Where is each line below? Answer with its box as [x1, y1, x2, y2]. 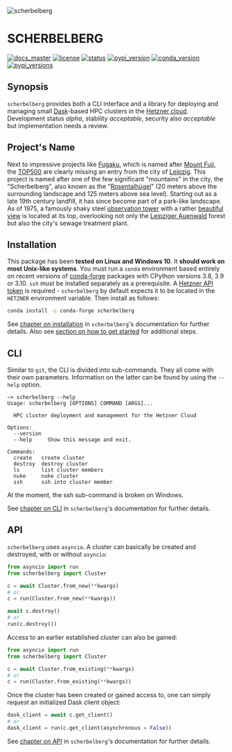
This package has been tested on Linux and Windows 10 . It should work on [7, 257, 225, 266]
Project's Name [7, 142, 75, 154]
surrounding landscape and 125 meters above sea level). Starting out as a [7, 189, 217, 197]
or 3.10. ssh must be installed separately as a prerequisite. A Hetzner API [7, 279, 213, 287]
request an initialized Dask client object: [7, 698, 121, 706]
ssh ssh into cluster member [13, 478, 113, 486]
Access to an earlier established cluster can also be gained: [7, 633, 178, 641]
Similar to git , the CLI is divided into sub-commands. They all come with [7, 366, 214, 374]
